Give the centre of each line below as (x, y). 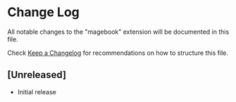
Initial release (37, 91)
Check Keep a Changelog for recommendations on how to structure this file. (118, 53)
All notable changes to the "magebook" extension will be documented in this (118, 32)
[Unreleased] (37, 75)
